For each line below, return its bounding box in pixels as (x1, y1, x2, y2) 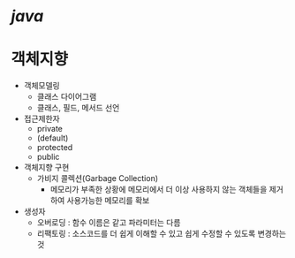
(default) (36, 133, 69, 143)
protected (36, 142, 73, 153)
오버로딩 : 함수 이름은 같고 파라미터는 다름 (36, 217, 181, 228)
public (36, 152, 60, 163)
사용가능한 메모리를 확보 (66, 195, 150, 206)
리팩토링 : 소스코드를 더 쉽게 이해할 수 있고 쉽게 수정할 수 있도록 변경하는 (36, 228, 287, 239)
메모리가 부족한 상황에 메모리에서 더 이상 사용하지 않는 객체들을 (49, 184, 268, 195)
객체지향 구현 (23, 162, 70, 173)
